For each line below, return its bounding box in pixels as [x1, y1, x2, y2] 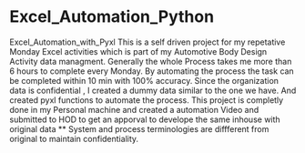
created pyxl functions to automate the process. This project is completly [9, 94, 284, 106]
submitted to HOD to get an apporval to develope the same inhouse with [9, 114, 280, 125]
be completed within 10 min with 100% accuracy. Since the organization [9, 75, 280, 86]
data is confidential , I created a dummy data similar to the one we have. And [9, 85, 297, 96]
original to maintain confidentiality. [9, 133, 139, 144]
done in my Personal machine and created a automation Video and [9, 104, 259, 115]
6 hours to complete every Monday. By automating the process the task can [9, 66, 294, 76]
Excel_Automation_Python [9, 6, 215, 27]
